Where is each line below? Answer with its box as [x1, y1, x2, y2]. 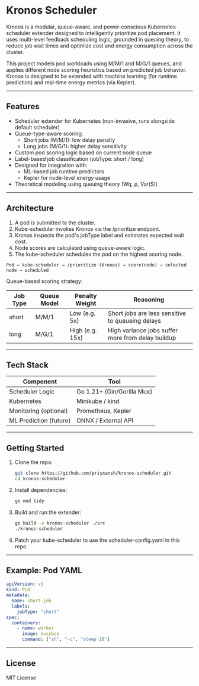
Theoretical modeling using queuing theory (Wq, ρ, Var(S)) [14, 180, 158, 188]
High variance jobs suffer [107, 326, 178, 334]
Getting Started [6, 443, 65, 453]
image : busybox [21, 631, 60, 637]
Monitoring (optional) [9, 407, 68, 415]
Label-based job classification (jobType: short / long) [14, 155, 144, 162]
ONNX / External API [76, 417, 134, 425]
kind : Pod [6, 587, 31, 593]
